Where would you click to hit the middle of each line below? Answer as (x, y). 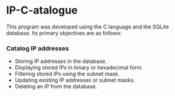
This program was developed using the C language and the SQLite (87, 27)
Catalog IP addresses (38, 48)
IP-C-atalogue (42, 10)
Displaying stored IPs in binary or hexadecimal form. (79, 68)
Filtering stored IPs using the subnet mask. (67, 74)
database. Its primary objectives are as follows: (64, 33)
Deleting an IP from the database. (56, 87)
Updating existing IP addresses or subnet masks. (75, 80)
